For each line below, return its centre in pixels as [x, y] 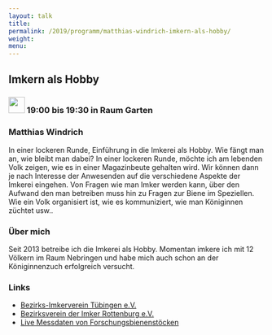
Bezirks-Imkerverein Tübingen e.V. [78, 305]
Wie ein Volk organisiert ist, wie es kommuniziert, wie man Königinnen [126, 202]
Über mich [29, 231]
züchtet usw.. [31, 210]
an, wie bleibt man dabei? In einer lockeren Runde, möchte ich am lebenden [136, 159]
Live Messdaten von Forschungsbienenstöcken [99, 323]
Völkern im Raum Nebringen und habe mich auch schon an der [114, 258]
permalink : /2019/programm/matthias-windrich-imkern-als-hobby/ [120, 31]
